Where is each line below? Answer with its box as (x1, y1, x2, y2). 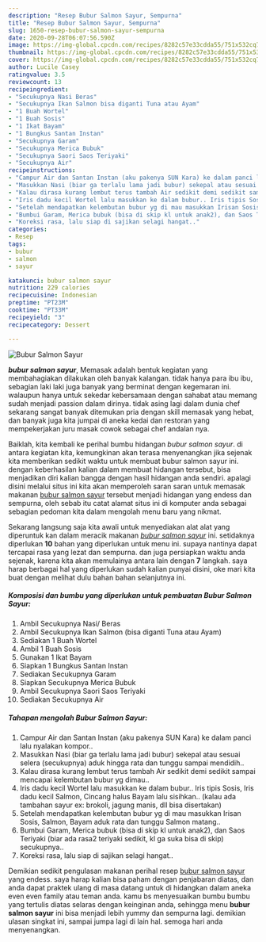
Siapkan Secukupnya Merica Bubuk (19, 678, 136, 687)
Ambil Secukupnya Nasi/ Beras (19, 619, 121, 629)
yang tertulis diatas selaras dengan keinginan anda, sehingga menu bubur (8, 900, 251, 909)
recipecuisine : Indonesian (8, 291, 97, 300)
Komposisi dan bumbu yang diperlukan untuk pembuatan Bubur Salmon (8, 591, 252, 600)
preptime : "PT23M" (8, 299, 69, 307)
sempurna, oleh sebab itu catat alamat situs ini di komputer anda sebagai (8, 498, 247, 507)
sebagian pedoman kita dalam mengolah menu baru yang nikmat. (8, 507, 222, 516)
